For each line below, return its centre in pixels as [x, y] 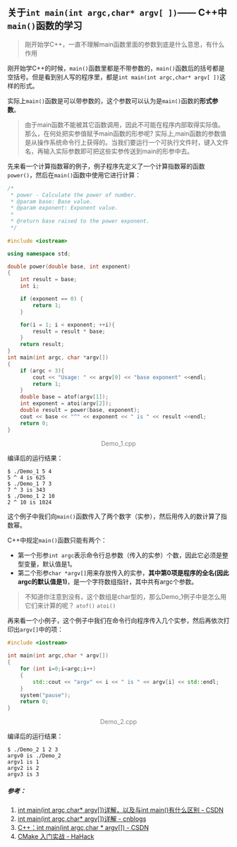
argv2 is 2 [23, 769]
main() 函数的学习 [45, 26]
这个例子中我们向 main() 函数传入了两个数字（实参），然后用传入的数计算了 [114, 516]
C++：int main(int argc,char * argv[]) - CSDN [83, 828]
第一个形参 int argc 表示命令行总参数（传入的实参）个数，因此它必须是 [120, 555]
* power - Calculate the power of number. [74, 195]
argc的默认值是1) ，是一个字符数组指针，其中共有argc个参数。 [108, 581]
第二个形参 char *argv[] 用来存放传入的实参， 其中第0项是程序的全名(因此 [123, 573]
